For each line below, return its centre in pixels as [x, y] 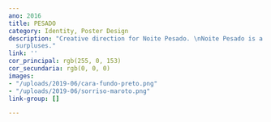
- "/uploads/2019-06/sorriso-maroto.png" [80, 91]
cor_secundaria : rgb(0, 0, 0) [60, 69]
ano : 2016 [25, 16]
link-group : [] [34, 99]
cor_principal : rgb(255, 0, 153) [65, 61]
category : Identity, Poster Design [69, 31]
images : [22, 76]
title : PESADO [32, 23]
